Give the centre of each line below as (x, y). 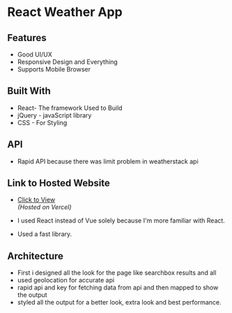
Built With (29, 91)
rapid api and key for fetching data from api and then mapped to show (118, 288)
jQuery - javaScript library (54, 115)
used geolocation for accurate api (66, 280)
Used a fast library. (45, 234)
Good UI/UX (34, 54)
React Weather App (65, 12)
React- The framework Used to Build (70, 108)
